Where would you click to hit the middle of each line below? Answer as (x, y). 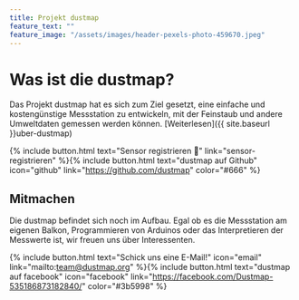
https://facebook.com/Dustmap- (213, 276)
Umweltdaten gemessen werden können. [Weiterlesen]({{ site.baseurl (140, 124)
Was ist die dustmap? (92, 79)
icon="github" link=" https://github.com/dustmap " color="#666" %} (135, 170)
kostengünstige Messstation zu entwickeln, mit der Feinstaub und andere (146, 114)
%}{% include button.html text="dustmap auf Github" (158, 160)
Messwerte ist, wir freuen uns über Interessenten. (102, 240)
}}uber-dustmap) (41, 133)
